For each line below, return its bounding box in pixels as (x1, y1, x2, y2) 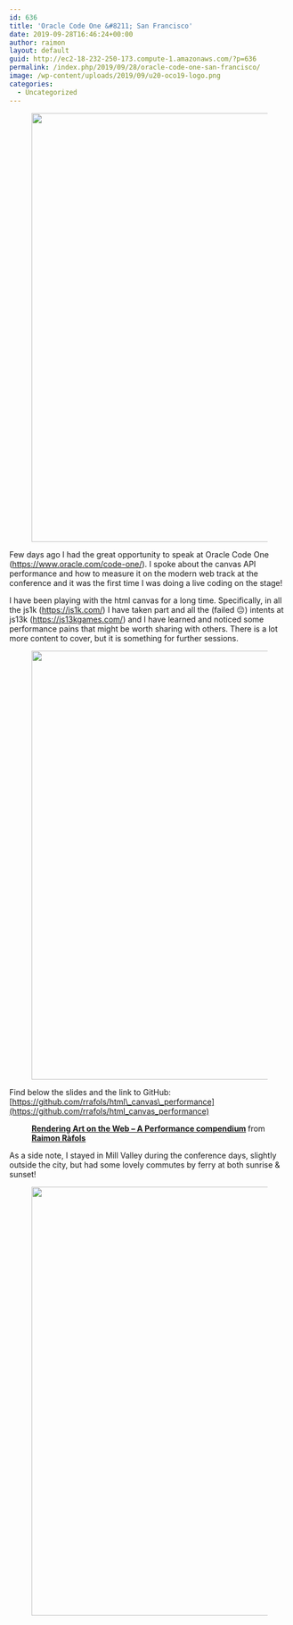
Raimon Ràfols (31, 1132, 86, 1143)
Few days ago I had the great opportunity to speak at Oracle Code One (9, 549, 270, 559)
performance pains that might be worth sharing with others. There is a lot (9, 623, 279, 634)
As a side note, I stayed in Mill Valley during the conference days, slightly (9, 1150, 277, 1160)
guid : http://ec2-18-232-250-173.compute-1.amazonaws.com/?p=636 (9, 54, 256, 63)
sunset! (9, 1168, 37, 1179)
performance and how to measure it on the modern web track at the (9, 568, 259, 579)
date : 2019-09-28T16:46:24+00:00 (9, 29, 134, 38)
